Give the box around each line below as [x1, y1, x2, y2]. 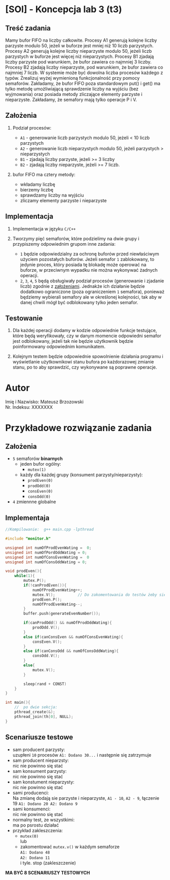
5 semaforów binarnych [12, 455, 63, 462]
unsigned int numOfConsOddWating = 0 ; [5, 560, 87, 565]
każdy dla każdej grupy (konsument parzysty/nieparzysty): [20, 472, 143, 478]
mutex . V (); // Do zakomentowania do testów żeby [32, 592, 157, 597]
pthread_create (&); [14, 709, 56, 714]
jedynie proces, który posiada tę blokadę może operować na [20, 262, 147, 268]
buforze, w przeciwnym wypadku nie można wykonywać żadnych [20, 267, 158, 273]
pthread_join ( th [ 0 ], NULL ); [14, 714, 73, 719]
